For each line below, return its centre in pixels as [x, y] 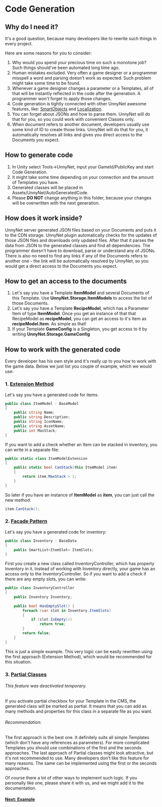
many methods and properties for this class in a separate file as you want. [79, 711]
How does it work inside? [44, 218]
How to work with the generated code [63, 349]
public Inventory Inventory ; [43, 597]
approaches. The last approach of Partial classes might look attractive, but [79, 753]
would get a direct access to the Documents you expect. [61, 266]
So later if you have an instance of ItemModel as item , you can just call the [80, 495]
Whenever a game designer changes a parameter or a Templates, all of [83, 88]
